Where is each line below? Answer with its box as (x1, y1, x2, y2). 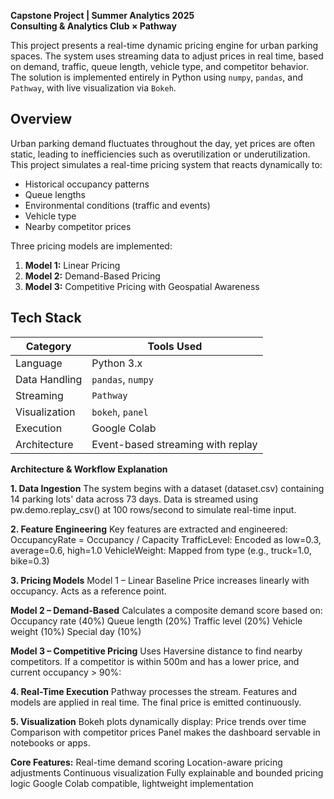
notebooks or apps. (10, 736, 91, 749)
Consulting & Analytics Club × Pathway (10, 20, 177, 32)
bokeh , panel (91, 405, 149, 419)
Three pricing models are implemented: (10, 240, 173, 252)
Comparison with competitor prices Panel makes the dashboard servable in (10, 726, 321, 738)
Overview (10, 111, 73, 128)
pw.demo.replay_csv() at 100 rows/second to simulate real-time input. (10, 503, 297, 515)
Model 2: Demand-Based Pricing (24, 270, 161, 282)
